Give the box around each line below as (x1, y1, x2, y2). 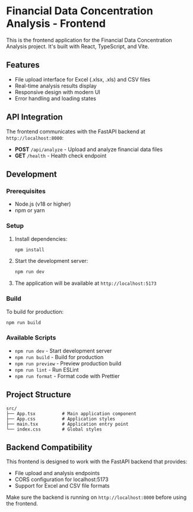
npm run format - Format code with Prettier (14, 372, 120, 379)
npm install (14, 247, 45, 253)
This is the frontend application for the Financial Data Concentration (6, 36, 172, 43)
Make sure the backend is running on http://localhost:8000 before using (6, 494, 187, 501)
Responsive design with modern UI (14, 88, 101, 96)
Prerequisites (6, 187, 46, 195)
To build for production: (6, 308, 64, 315)
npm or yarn (14, 207, 45, 214)
